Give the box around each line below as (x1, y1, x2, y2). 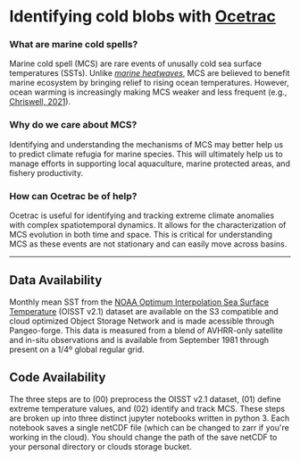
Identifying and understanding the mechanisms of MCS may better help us (9, 138, 284, 149)
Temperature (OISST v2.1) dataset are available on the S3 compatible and (9, 306, 279, 316)
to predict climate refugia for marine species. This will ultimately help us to (9, 148, 283, 159)
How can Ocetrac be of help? (9, 189, 137, 202)
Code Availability (9, 370, 106, 385)
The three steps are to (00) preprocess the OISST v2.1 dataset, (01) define (9, 393, 281, 404)
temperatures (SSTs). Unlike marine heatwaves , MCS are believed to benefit (9, 68, 290, 79)
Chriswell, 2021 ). (9, 96, 71, 107)
